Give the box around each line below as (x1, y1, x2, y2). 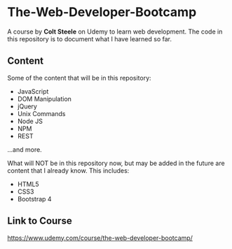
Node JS (17, 117, 43, 125)
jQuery (17, 102, 37, 111)
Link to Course (7, 215, 72, 227)
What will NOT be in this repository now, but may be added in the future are (7, 159, 226, 167)
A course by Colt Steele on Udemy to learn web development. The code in (7, 27, 223, 36)
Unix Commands (17, 109, 66, 118)
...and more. (7, 145, 42, 154)
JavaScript (17, 87, 49, 95)
